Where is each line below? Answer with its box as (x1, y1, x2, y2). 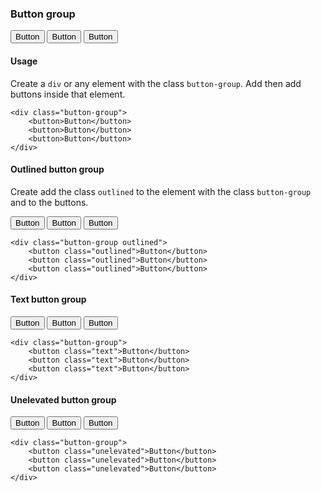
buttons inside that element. (10, 88, 126, 100)
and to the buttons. (10, 196, 89, 208)
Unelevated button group (10, 393, 117, 406)
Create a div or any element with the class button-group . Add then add (10, 77, 302, 89)
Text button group (10, 293, 87, 306)
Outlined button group (10, 163, 105, 176)
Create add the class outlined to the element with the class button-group (10, 185, 312, 197)
